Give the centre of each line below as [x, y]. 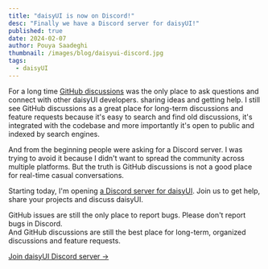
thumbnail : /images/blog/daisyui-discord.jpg [86, 53]
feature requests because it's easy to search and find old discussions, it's [130, 117]
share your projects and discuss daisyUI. [76, 199]
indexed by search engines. [54, 134]
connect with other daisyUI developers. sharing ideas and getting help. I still [134, 99]
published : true [35, 31]
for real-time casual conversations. [66, 175]
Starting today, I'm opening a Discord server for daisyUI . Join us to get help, [134, 191]
